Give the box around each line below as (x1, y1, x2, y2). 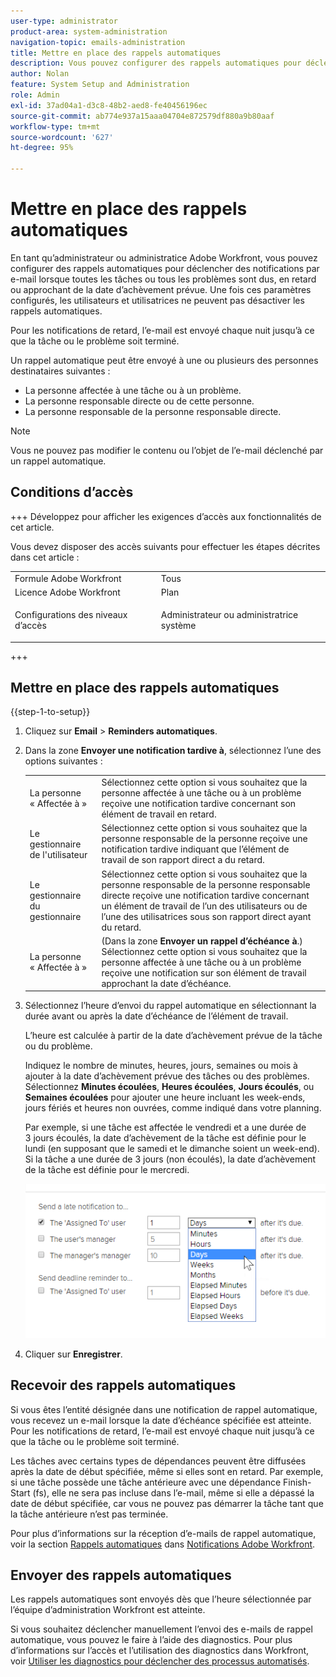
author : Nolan (10, 69, 70, 79)
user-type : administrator (10, 16, 118, 26)
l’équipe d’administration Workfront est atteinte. (10, 1604, 206, 1616)
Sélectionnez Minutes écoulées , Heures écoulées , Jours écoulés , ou (24, 1081, 315, 1093)
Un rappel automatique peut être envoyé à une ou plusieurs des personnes (10, 354, 319, 366)
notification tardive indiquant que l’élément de (101, 843, 290, 855)
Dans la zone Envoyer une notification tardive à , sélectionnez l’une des (24, 745, 322, 757)
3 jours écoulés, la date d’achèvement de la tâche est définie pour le (24, 1132, 307, 1144)
